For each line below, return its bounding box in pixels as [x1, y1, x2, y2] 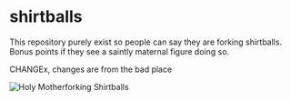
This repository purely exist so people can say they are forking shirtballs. [9, 36, 283, 47]
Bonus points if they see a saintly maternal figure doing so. [9, 45, 230, 56]
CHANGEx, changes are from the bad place [9, 64, 173, 75]
